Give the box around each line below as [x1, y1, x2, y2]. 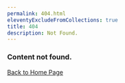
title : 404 [7, 23, 38, 30]
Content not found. [7, 53, 72, 62]
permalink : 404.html [7, 10, 67, 17]
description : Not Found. [7, 29, 78, 37]
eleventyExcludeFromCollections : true [7, 17, 118, 24]
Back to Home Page [7, 68, 64, 76]
